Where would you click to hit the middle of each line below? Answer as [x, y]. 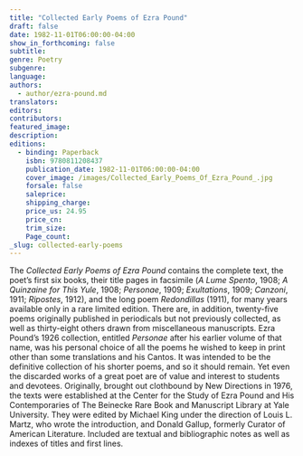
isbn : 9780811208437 [64, 161]
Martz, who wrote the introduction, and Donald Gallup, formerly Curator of [148, 424]
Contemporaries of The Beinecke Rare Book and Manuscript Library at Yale [149, 405]
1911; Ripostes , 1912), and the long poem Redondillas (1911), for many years [148, 299]
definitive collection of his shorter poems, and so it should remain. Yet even [150, 366]
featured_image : [40, 128]
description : [34, 136]
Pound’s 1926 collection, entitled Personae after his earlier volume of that [146, 338]
